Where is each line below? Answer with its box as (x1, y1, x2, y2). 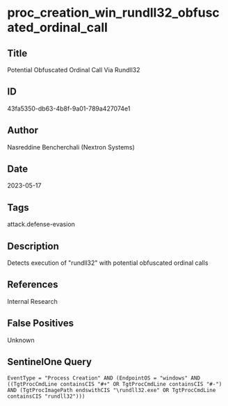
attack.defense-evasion (7, 220, 75, 229)
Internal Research (7, 297, 58, 305)
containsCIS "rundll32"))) (7, 393, 85, 400)
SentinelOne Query (7, 356, 92, 368)
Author (7, 124, 38, 136)
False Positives (7, 318, 74, 330)
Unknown (7, 336, 35, 344)
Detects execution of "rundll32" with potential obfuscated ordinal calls (7, 259, 209, 267)
